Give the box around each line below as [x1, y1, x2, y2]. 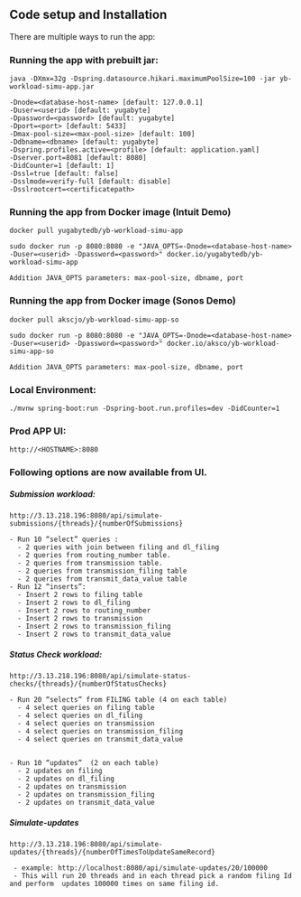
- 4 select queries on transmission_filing [17, 727, 183, 736]
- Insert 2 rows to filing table [17, 591, 143, 600]
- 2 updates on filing [17, 767, 103, 776]
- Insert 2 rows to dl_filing [17, 598, 131, 608]
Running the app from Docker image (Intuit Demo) [9, 206, 232, 219]
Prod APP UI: [9, 425, 67, 437]
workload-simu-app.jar [9, 82, 95, 91]
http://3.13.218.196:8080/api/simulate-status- [9, 672, 192, 681]
